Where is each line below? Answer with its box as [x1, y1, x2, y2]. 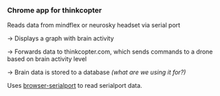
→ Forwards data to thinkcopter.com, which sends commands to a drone [7, 47, 213, 56]
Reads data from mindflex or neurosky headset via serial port [7, 21, 181, 29]
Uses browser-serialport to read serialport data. [7, 82, 142, 90]
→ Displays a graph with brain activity [7, 34, 115, 43]
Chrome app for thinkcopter [7, 5, 102, 15]
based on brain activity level [7, 55, 87, 63]
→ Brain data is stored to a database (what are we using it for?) [7, 68, 186, 77]
